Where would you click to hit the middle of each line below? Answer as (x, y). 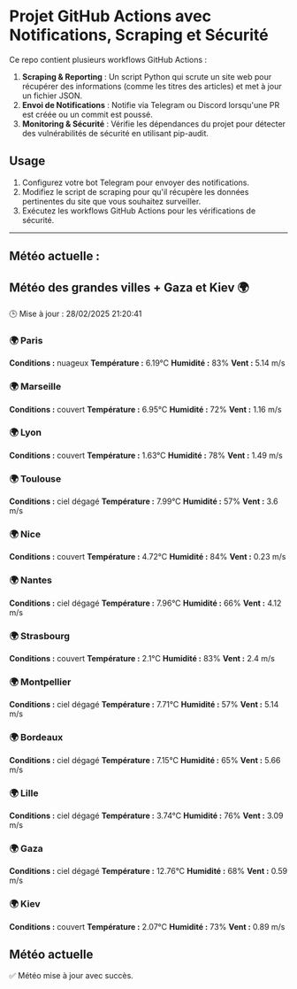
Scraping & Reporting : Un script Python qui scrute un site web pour (147, 76)
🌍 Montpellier (40, 682)
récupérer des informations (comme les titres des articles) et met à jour (152, 86)
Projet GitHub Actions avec (110, 16)
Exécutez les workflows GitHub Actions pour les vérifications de (139, 211)
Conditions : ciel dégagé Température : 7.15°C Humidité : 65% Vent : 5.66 (145, 760)
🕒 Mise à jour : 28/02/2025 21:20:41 (76, 313)
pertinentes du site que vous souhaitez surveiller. (111, 201)
